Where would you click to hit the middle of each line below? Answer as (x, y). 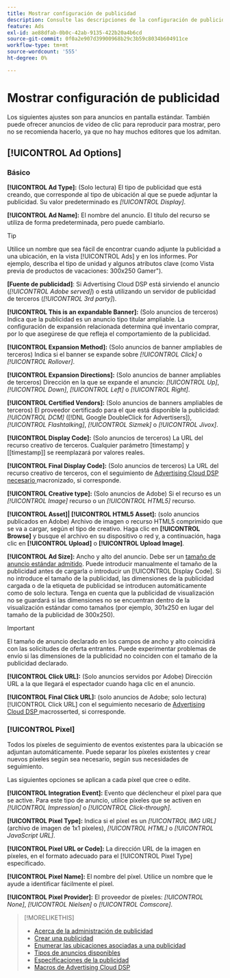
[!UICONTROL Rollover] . (41, 362)
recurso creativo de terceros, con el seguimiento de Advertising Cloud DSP (113, 473)
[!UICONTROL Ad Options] (64, 153)
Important (21, 628)
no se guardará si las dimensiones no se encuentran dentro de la (99, 600)
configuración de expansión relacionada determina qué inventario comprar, (113, 327)
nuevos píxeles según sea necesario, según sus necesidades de (98, 759)
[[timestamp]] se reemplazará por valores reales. (76, 452)
